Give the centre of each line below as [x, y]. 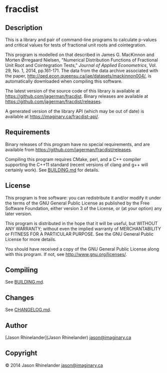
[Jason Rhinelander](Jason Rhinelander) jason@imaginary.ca [68, 337]
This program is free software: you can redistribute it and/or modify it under [83, 197]
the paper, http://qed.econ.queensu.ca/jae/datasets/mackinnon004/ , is [78, 76]
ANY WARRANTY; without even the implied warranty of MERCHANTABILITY [83, 228]
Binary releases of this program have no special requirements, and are [77, 144]
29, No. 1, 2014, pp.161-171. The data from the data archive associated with [82, 70]
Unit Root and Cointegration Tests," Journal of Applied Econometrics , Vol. [81, 65]
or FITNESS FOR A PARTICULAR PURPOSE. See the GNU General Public [79, 234]
